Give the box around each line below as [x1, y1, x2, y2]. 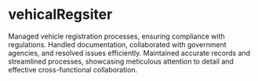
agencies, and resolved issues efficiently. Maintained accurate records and [8, 48, 251, 57]
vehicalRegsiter [8, 6, 113, 24]
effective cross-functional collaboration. [8, 64, 138, 74]
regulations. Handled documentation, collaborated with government [8, 39, 227, 49]
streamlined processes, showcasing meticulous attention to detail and [8, 57, 234, 66]
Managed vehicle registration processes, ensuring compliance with [8, 31, 225, 41]
